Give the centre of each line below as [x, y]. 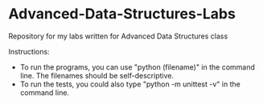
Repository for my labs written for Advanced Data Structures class [118, 36]
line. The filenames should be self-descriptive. [97, 75]
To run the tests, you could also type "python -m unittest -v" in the [130, 84]
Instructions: [29, 51]
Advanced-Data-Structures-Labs [122, 14]
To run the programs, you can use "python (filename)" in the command [138, 67]
